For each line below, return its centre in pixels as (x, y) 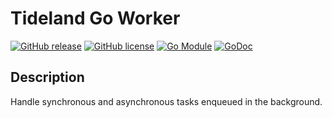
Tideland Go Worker (95, 18)
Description (47, 77)
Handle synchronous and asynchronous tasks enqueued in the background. (166, 101)
